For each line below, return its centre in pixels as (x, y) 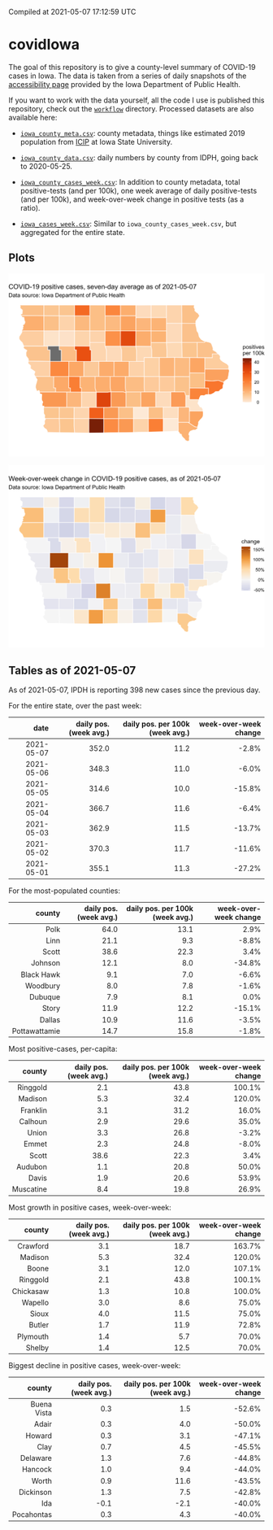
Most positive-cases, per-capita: (63, 1049)
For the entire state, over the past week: (75, 706)
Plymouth (33, 1336)
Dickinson (36, 1492)
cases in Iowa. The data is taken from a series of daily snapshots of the (128, 76)
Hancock (37, 1469)
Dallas (50, 1019)
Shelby (37, 1347)
